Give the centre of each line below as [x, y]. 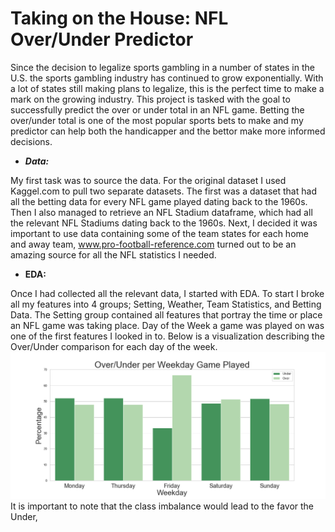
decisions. [31, 141]
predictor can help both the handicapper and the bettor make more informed [168, 131]
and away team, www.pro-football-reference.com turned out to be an [153, 244]
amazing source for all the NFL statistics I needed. [113, 254]
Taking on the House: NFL [119, 18]
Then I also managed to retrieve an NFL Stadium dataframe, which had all [161, 212]
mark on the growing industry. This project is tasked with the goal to [150, 99]
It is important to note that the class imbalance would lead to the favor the [162, 506]
